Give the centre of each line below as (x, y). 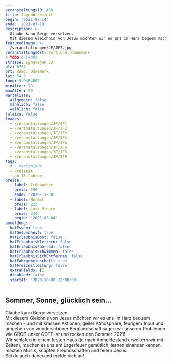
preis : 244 (26, 214)
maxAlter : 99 (19, 90)
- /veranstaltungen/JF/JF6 (38, 147)
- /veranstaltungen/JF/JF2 (38, 128)
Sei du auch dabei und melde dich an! (45, 356)
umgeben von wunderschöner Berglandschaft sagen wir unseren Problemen (85, 329)
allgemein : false (28, 100)
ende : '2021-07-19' (26, 24)
